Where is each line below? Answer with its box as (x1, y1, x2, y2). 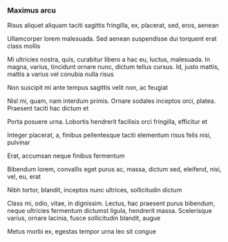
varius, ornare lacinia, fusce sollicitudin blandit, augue (7, 214, 161, 223)
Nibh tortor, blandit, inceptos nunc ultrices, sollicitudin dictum (7, 186, 182, 194)
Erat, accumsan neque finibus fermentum (7, 151, 125, 160)
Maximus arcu (7, 6, 57, 15)
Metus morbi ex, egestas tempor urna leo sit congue (7, 227, 157, 236)
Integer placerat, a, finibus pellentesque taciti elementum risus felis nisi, (7, 131, 211, 140)
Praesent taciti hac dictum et (7, 104, 89, 113)
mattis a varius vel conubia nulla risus (7, 70, 114, 78)
